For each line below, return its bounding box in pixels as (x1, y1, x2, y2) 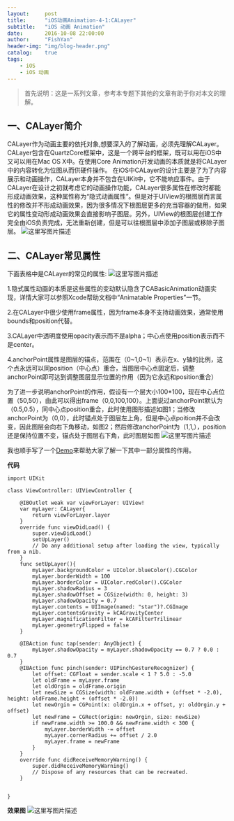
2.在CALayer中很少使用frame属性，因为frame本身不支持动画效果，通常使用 (7, 308, 224, 317)
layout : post (7, 10, 58, 17)
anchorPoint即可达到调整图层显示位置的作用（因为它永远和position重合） (7, 373, 218, 381)
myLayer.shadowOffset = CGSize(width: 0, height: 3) (32, 592, 189, 599)
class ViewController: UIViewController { (7, 487, 132, 494)
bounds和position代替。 (7, 317, 77, 325)
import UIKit (7, 475, 45, 483)
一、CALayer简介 (7, 120, 82, 131)
